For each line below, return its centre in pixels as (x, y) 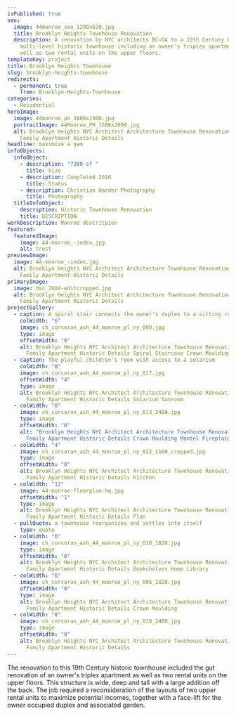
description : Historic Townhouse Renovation (86, 210)
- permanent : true (41, 86)
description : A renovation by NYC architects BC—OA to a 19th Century (119, 40)
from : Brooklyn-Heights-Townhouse (70, 92)
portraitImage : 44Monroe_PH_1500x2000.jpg (77, 125)
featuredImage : (36, 236)
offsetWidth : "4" (45, 379)
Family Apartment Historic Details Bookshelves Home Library (117, 569)
